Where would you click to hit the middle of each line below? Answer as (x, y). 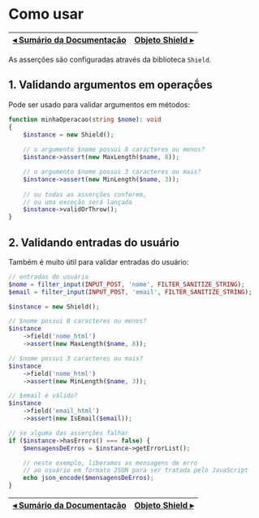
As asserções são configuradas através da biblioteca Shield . (110, 59)
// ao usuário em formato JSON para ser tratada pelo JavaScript (136, 471)
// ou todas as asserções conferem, (85, 194)
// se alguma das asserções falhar (69, 433)
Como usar (46, 14)
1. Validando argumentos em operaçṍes (110, 85)
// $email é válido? (43, 396)
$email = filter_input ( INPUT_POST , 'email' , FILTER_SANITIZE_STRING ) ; (130, 292)
